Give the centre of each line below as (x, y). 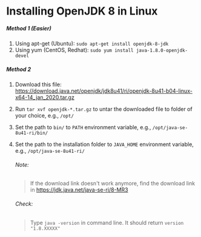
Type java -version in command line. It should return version (107, 222)
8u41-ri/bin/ (31, 133)
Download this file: (38, 85)
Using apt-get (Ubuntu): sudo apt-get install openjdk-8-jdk (92, 44)
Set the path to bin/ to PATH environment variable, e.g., (83, 127)
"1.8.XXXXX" (45, 229)
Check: (24, 204)
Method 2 (19, 69)
